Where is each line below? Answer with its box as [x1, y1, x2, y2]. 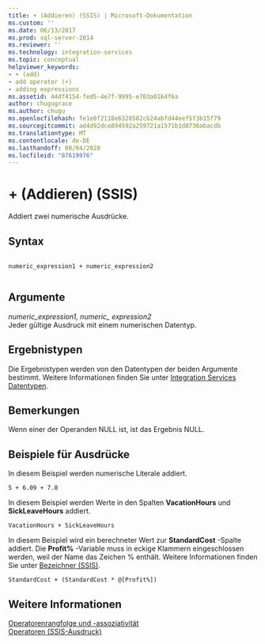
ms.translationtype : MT [8, 129, 87, 137]
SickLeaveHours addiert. [8, 506, 91, 516]
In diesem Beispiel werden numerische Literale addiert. [8, 468, 187, 479]
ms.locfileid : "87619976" [8, 151, 93, 159]
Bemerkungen [8, 404, 81, 418]
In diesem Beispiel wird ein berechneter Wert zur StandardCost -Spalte [8, 536, 241, 545]
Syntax [8, 234, 44, 248]
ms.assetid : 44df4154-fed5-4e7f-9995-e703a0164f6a [8, 93, 179, 100]
